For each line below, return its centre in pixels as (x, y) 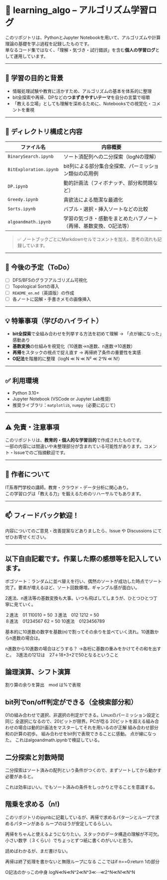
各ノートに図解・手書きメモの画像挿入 (51, 299)
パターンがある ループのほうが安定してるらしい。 (64, 823)
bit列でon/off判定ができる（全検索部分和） (71, 702)
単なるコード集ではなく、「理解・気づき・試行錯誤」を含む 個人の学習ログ (80, 50)
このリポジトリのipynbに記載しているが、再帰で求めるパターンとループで (80, 817)
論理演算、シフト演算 (38, 672)
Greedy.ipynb (23, 199)
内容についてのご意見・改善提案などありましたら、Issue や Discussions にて (83, 531)
